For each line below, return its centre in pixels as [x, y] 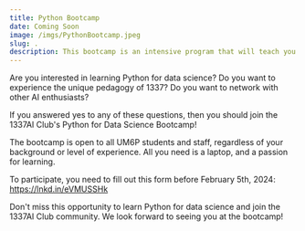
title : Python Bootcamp [55, 18]
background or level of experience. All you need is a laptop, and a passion [149, 152]
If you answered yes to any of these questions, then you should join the [144, 115]
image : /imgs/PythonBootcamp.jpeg [75, 35]
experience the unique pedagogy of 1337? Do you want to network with [144, 88]
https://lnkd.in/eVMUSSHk [59, 189]
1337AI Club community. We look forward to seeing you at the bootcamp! [147, 216]
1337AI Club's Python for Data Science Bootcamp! [103, 125]
